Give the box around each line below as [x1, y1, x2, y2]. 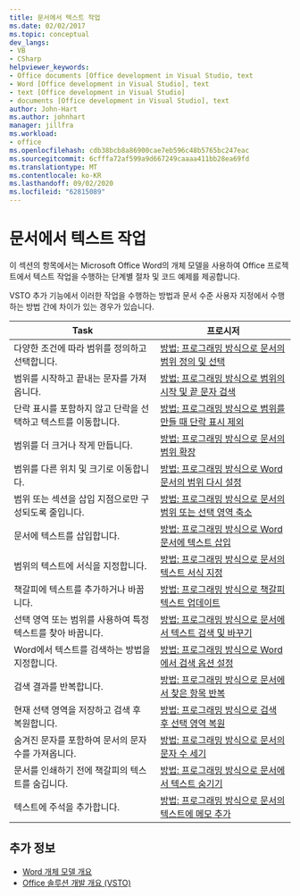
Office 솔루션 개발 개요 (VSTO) [21, 877, 131, 888]
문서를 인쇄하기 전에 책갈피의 [13, 764, 129, 776]
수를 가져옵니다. [13, 747, 77, 759]
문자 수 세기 [160, 747, 207, 759]
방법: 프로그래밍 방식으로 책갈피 [160, 582, 286, 595]
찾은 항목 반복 [171, 687, 226, 699]
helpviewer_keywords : [9, 63, 90, 72]
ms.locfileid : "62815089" [9, 188, 105, 197]
